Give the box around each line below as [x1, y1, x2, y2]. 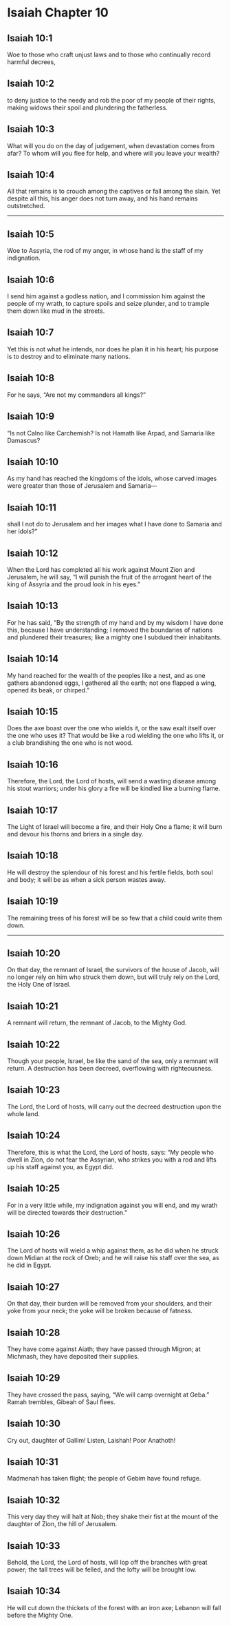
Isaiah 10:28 [7, 1326, 60, 1338]
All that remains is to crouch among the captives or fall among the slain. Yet [7, 187, 221, 196]
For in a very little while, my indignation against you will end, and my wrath [7, 1201, 218, 1209]
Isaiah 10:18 [7, 850, 58, 862]
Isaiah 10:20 [7, 947, 60, 959]
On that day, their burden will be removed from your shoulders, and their [7, 1299, 212, 1308]
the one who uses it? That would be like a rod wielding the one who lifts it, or [7, 732, 224, 740]
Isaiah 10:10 [7, 456, 59, 468]
